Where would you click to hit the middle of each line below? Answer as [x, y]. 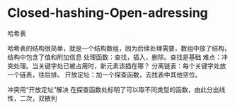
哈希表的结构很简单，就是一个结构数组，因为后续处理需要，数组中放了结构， [119, 48]
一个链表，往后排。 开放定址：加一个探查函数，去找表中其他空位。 [104, 75]
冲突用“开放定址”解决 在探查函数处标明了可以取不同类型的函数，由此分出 [113, 89]
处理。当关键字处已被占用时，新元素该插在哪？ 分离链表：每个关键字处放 [120, 65]
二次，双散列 [38, 98]
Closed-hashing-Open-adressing [108, 13]
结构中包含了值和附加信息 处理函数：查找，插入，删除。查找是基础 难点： [114, 57]
